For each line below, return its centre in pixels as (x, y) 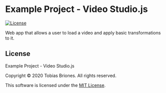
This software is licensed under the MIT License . (55, 85)
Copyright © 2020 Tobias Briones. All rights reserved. (61, 75)
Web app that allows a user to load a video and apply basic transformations (83, 32)
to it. (10, 38)
